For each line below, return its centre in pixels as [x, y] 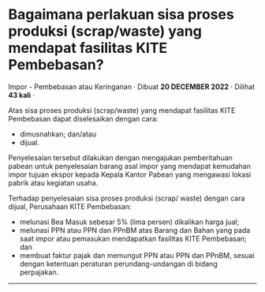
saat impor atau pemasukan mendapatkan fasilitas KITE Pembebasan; [133, 238]
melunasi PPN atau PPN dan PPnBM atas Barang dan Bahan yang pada [135, 230]
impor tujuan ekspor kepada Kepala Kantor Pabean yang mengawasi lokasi [130, 174]
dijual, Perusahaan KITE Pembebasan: [70, 206]
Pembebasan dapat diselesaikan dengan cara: [83, 118]
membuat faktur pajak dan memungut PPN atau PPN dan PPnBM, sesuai [137, 255]
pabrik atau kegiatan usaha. [53, 182]
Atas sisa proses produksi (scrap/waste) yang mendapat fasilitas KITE [122, 110]
